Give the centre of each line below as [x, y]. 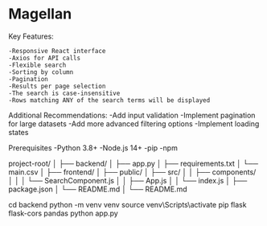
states [18, 132]
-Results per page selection [57, 86]
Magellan [40, 14]
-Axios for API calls [45, 58]
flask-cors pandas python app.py [63, 213]
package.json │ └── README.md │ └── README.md [98, 189]
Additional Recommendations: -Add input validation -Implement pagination [132, 115]
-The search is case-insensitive [64, 93]
